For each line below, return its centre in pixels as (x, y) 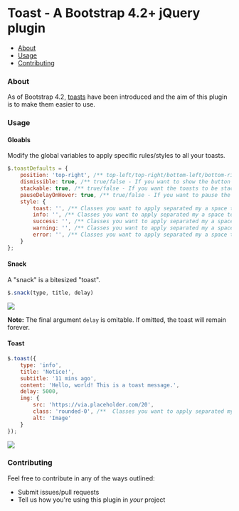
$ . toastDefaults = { (38, 168)
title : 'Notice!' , (47, 372)
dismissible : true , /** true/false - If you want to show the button (126, 182)
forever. (19, 327)
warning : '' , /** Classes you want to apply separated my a (124, 228)
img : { (30, 398)
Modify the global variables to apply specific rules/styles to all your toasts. (116, 156)
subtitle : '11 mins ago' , (59, 378)
